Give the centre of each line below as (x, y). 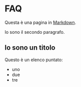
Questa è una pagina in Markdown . (40, 22)
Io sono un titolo (30, 48)
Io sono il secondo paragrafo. (35, 32)
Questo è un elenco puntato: (34, 60)
